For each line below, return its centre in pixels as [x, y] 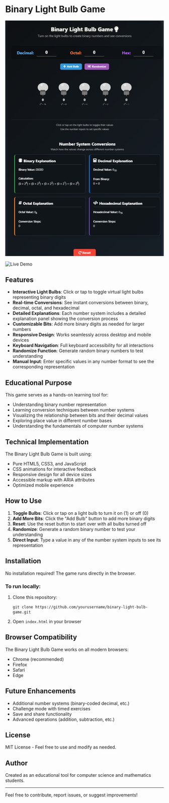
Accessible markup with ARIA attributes [54, 480]
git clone [23, 607]
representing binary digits [39, 297]
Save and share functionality [42, 714]
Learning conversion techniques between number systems [73, 410]
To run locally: [23, 586]
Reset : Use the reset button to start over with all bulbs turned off [79, 524]
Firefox [20, 664]
